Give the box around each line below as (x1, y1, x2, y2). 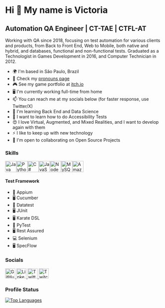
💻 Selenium (12, 235, 37, 241)
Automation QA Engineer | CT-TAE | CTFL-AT (5, 24, 147, 33)
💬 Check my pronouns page (12, 76, 70, 81)
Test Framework (5, 178, 40, 184)
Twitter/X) (12, 103, 33, 109)
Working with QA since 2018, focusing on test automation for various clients (5, 37, 161, 43)
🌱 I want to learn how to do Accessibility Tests (12, 114, 107, 120)
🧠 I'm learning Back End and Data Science (12, 109, 99, 114)
